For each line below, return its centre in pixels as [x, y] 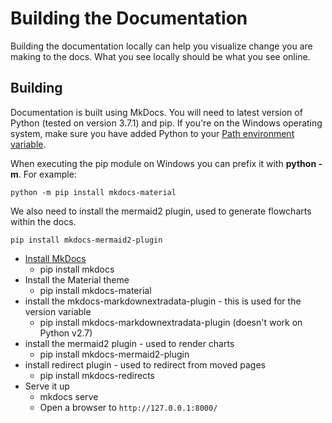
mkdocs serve [69, 396]
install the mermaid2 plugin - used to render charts [129, 343]
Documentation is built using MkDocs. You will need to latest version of [156, 112]
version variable [58, 311]
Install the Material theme [77, 279]
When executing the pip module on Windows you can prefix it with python [163, 163]
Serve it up [47, 386]
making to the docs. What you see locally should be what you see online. [160, 56]
